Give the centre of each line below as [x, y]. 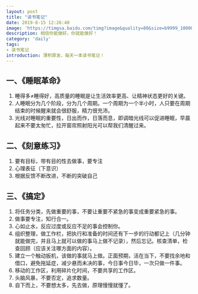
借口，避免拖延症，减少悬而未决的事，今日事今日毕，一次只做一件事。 [100, 263]
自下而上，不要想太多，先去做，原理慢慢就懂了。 [74, 285]
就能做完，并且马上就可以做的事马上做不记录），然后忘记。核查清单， [98, 241]
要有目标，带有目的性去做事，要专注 [59, 161]
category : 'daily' [29, 39]
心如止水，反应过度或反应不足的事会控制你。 [69, 226]
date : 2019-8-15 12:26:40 [38, 22]
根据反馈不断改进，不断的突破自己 [56, 176]
